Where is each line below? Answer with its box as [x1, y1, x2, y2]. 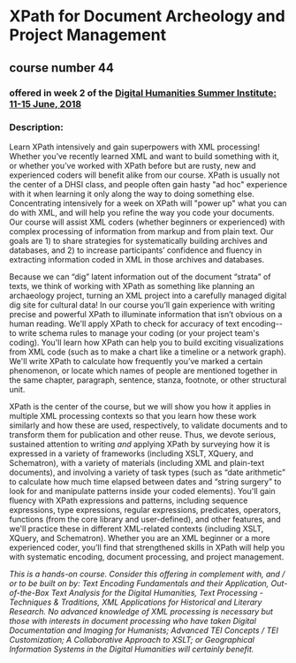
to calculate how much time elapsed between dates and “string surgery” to [9, 476, 282, 487]
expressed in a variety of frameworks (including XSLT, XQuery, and [9, 448, 254, 459]
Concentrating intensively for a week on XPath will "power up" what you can [9, 197, 287, 209]
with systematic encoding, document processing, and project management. [9, 551, 285, 562]
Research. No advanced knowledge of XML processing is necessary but [9, 606, 274, 616]
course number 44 [9, 60, 115, 75]
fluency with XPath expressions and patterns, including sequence [9, 495, 248, 506]
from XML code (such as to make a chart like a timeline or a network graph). [9, 347, 287, 357]
